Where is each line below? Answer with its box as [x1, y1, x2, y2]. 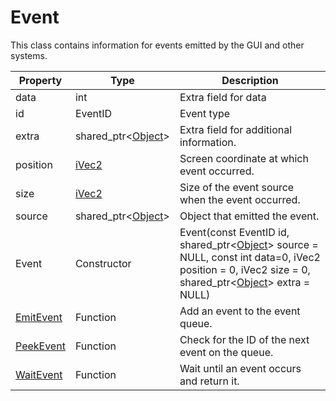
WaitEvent [15, 367, 63, 381]
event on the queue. [179, 345, 274, 359]
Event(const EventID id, [179, 225, 290, 239]
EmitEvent [15, 310, 63, 324]
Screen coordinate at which [179, 151, 309, 165]
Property [18, 73, 63, 87]
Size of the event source [179, 180, 295, 194]
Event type [179, 106, 231, 120]
